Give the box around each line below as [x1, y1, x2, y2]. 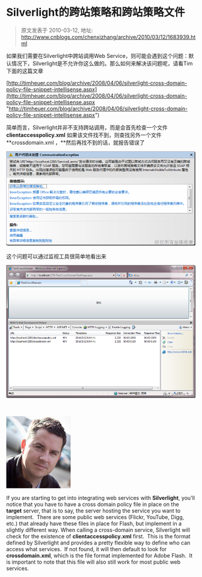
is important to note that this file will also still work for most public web [6, 558, 181, 566]
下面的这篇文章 [6, 67, 43, 74]
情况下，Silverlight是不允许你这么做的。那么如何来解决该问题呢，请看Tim [11, 60, 193, 67]
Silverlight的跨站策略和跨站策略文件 [6, 5, 185, 19]
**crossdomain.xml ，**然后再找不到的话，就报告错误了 [6, 139, 145, 146]
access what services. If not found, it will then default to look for [6, 546, 167, 553]
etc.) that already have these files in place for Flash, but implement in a [6, 520, 182, 528]
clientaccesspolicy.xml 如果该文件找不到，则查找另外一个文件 [6, 131, 162, 139]
